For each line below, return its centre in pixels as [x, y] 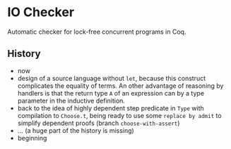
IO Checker [41, 12]
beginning [32, 138]
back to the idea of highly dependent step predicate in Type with [111, 108]
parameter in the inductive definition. [71, 101]
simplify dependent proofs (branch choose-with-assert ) [99, 123]
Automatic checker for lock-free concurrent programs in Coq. [97, 32]
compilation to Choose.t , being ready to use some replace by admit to [119, 115]
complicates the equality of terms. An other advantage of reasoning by [120, 86]
